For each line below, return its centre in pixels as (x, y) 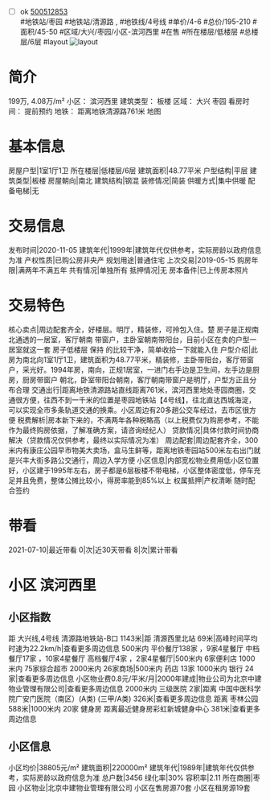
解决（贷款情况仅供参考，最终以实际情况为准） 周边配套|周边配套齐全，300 (133, 440)
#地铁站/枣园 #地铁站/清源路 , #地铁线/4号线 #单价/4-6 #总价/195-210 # (138, 22)
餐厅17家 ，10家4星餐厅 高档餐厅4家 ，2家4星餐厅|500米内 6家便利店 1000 (132, 658)
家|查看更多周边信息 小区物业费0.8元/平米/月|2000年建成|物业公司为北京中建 (135, 678)
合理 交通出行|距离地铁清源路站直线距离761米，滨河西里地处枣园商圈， (132, 390)
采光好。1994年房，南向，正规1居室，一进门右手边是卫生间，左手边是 (137, 369)
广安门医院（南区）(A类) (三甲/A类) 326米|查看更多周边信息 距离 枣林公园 (137, 699)
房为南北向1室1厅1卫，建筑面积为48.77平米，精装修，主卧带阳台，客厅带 (128, 359)
